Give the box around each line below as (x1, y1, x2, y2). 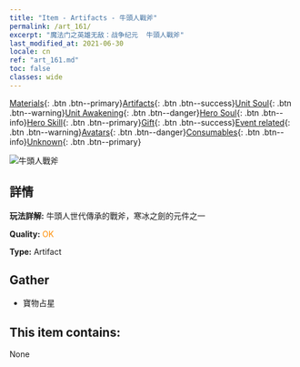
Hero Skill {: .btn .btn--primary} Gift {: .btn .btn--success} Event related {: (26, 117, 291, 127)
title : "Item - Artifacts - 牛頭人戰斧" (9, 13, 157, 23)
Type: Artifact (9, 246, 62, 257)
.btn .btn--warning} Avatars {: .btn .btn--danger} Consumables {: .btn (9, 127, 261, 138)
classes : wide (9, 73, 64, 82)
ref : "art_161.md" (9, 56, 79, 65)
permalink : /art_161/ (9, 22, 92, 31)
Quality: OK (9, 229, 55, 240)
